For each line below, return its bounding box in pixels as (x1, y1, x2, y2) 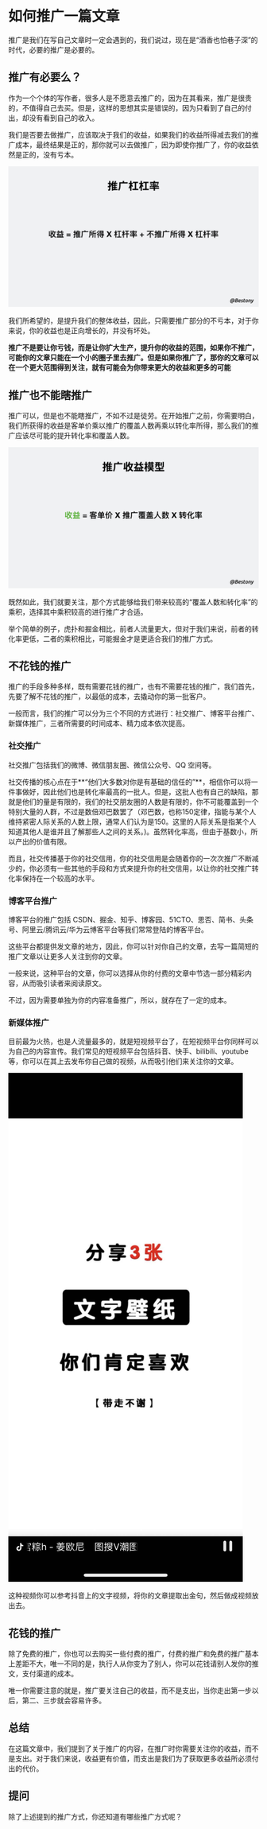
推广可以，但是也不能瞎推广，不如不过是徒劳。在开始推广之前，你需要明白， (8, 411, 259, 421)
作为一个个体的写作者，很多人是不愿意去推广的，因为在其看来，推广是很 (8, 93, 245, 103)
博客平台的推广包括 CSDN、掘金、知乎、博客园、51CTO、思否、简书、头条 (8, 915, 254, 924)
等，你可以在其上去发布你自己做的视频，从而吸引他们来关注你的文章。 (8, 1057, 238, 1066)
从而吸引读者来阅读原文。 (21, 978, 106, 988)
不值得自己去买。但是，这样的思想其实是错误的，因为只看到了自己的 (21, 103, 245, 112)
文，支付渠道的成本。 (8, 1669, 78, 1679)
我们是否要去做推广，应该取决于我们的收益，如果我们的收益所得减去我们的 (8, 130, 252, 139)
